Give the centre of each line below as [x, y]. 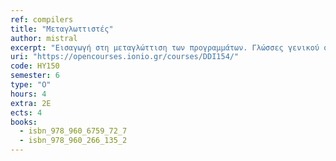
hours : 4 [28, 94]
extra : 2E [31, 103]
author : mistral [44, 38]
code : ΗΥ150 [35, 66]
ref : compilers [42, 19]
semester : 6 [35, 76]
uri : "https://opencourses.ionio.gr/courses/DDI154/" [125, 57]
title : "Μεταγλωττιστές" [62, 29]
